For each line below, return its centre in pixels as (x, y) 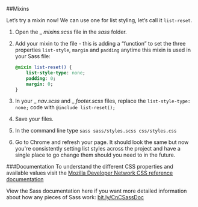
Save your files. (34, 119)
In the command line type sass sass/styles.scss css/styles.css (96, 131)
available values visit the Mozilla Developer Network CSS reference (90, 173)
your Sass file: (32, 56)
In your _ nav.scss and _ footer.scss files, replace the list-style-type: (103, 101)
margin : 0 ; (40, 84)
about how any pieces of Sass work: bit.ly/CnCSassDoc (75, 197)
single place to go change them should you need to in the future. (95, 155)
